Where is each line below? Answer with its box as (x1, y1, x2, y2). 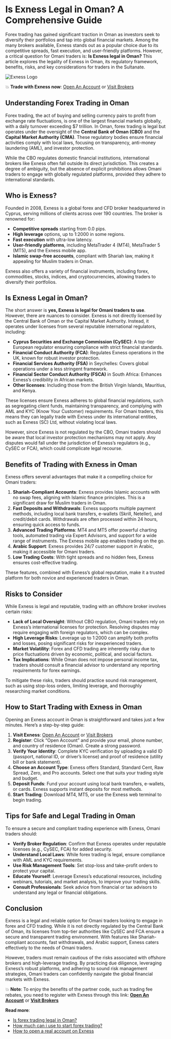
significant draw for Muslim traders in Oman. (12, 500, 107, 506)
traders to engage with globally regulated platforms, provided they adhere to (5, 171, 166, 177)
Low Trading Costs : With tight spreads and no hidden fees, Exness (12, 554, 154, 560)
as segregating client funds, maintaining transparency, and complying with (5, 403, 162, 409)
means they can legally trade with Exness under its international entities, (5, 414, 157, 420)
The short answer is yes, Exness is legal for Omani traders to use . (5, 307, 146, 313)
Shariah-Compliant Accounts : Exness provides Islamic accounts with (12, 489, 160, 495)
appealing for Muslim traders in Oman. (12, 258, 93, 264)
